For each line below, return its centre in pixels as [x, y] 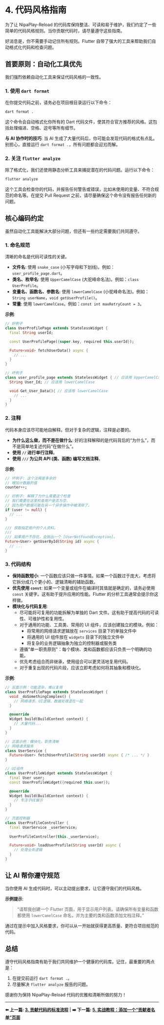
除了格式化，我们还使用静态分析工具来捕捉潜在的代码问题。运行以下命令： [80, 170]
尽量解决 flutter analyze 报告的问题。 [51, 984]
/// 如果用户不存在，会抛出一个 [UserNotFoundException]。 [61, 537]
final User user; [27, 778]
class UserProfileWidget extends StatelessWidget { [59, 773]
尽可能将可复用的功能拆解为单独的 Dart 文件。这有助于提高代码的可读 [89, 613]
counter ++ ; [16, 487]
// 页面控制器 [18, 819]
